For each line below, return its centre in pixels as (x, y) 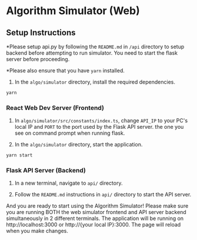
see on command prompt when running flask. (70, 133)
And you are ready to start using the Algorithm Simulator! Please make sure (97, 206)
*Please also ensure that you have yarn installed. (65, 71)
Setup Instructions (41, 33)
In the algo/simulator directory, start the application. (79, 145)
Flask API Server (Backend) (46, 170)
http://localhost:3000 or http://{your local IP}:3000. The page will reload (94, 225)
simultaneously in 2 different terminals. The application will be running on (95, 218)
